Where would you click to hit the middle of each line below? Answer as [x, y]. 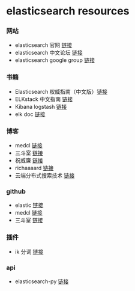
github [16, 191]
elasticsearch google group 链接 [55, 60]
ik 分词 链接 [29, 251]
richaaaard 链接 [34, 168]
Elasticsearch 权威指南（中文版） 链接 [61, 91]
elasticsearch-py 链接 [42, 281]
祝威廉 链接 [29, 161]
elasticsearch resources [68, 11]
